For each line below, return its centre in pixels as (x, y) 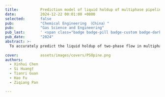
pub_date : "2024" (29, 37)
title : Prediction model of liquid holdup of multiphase (74, 10)
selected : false (28, 19)
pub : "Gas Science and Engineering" (55, 28)
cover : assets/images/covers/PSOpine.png (58, 55)
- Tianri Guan (24, 73)
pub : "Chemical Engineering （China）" (57, 23)
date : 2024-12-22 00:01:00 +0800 (50, 14)
